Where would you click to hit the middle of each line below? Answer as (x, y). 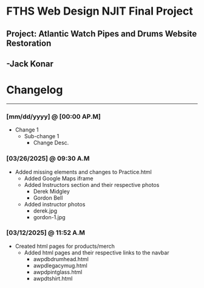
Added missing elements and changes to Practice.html (83, 172)
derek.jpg (45, 211)
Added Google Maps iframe (59, 178)
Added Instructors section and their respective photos (92, 184)
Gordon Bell (48, 198)
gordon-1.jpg (49, 217)
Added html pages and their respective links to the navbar (97, 252)
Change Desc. (51, 143)
